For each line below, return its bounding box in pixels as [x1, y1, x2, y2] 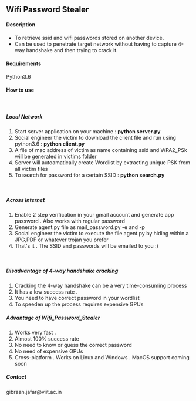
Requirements [6, 60, 42, 67]
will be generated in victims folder [14, 153, 97, 160]
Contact [6, 373, 26, 380]
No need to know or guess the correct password [14, 341, 132, 348]
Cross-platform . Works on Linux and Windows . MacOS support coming [14, 353, 190, 360]
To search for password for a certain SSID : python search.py [14, 171, 165, 178]
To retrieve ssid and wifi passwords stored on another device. [14, 34, 164, 41]
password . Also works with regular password [14, 217, 125, 224]
